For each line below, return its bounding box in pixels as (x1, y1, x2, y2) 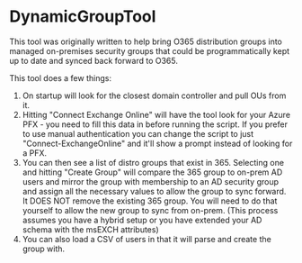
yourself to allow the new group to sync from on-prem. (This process (22, 204, 279, 215)
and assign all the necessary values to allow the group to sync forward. (22, 186, 287, 196)
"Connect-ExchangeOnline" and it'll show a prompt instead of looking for (22, 138, 293, 149)
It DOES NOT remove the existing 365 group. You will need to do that (22, 195, 278, 206)
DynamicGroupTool (9, 6, 156, 27)
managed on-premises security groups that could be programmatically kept (9, 45, 290, 56)
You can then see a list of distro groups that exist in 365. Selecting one (22, 157, 285, 168)
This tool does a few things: (9, 72, 112, 83)
